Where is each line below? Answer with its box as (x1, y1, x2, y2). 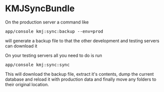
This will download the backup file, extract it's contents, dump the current (5, 71, 154, 77)
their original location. (5, 81, 49, 87)
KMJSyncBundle (5, 3, 75, 14)
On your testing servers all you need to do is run (5, 52, 102, 58)
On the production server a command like (5, 19, 89, 25)
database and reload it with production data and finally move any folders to (5, 76, 157, 82)
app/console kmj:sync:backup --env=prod (5, 28, 104, 34)
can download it (5, 43, 38, 49)
